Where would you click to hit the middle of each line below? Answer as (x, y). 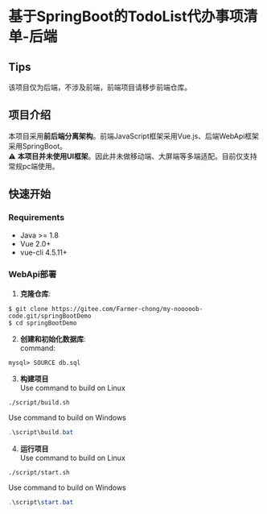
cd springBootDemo (47, 323)
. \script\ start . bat (41, 502)
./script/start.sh (39, 472)
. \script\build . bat (41, 432)
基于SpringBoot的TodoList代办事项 (126, 17)
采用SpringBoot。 (37, 146)
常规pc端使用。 (34, 166)
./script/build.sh (39, 402)
